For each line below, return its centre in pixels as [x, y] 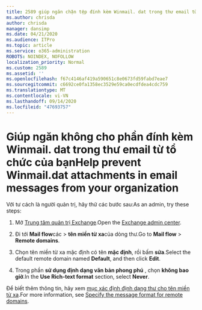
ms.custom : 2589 [26, 68]
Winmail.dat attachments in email [92, 175]
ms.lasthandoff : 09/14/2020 [41, 101]
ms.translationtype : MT [36, 90]
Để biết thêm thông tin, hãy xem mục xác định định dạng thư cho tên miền [98, 288]
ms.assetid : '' [25, 73]
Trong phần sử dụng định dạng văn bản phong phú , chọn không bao [102, 270]
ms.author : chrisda [31, 17]
